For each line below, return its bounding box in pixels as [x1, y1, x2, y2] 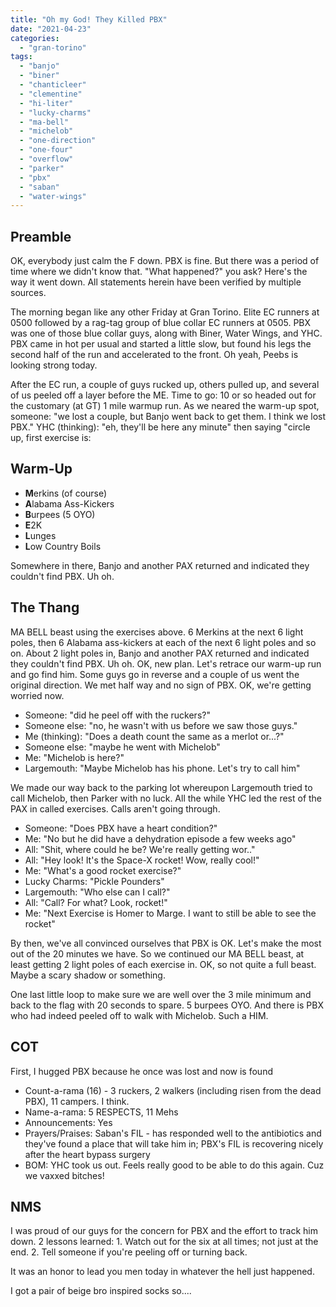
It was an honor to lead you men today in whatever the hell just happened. [10, 1266, 315, 1278]
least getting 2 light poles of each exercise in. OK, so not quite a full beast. [10, 958, 317, 970]
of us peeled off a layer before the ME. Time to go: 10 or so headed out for [10, 389, 317, 401]
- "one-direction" [19, 136, 97, 146]
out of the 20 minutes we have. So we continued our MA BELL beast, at [10, 947, 305, 960]
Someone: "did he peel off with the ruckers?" [24, 709, 211, 721]
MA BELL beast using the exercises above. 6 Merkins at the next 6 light [10, 626, 304, 638]
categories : [10, 33, 60, 43]
